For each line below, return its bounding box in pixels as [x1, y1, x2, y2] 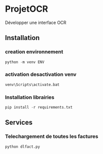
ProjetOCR [5, 3, 49, 15]
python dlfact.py [5, 144, 40, 149]
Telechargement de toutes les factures [5, 133, 99, 140]
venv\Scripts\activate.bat [5, 82, 60, 87]
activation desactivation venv [5, 71, 77, 78]
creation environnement [5, 48, 63, 55]
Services [5, 118, 33, 127]
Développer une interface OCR [5, 20, 67, 25]
